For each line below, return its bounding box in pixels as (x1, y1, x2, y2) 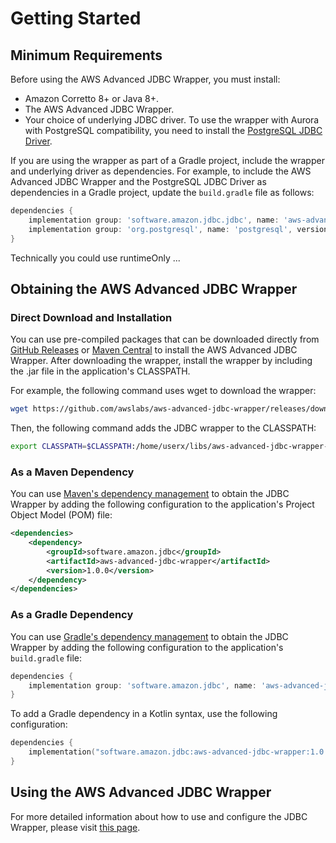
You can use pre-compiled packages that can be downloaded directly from (10, 333, 320, 346)
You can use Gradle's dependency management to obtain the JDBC (10, 630, 289, 642)
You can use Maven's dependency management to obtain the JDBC (10, 488, 290, 500)
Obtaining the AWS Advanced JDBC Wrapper (10, 280, 298, 297)
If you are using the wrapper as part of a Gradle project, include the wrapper (10, 155, 325, 166)
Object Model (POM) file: (10, 509, 113, 521)
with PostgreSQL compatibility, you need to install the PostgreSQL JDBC (24, 125, 323, 136)
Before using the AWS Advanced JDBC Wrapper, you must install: (10, 73, 281, 85)
